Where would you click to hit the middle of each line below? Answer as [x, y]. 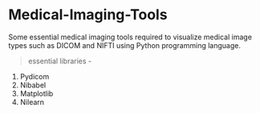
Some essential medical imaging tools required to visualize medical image [130, 37]
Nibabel [33, 85]
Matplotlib [37, 93]
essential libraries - [60, 61]
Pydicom [35, 76]
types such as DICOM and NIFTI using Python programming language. [124, 45]
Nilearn [32, 102]
